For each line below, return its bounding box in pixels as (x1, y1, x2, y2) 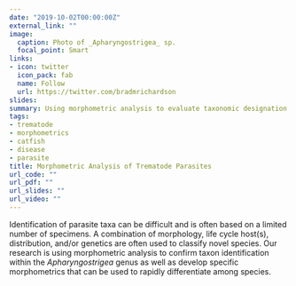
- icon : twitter (9, 63, 69, 72)
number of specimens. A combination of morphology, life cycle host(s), (9, 228, 269, 239)
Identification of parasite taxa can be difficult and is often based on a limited (9, 218, 287, 229)
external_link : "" (9, 21, 77, 30)
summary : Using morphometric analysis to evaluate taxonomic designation (9, 104, 288, 113)
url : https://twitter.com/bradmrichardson (17, 87, 176, 96)
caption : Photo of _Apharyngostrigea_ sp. (17, 37, 176, 47)
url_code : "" (9, 170, 58, 179)
